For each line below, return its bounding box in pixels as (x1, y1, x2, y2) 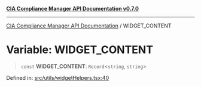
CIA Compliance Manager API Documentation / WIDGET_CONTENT (6, 22, 172, 29)
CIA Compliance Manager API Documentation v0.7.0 (6, 5, 139, 12)
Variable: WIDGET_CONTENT (6, 43, 154, 57)
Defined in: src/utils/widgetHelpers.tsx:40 (6, 74, 109, 81)
